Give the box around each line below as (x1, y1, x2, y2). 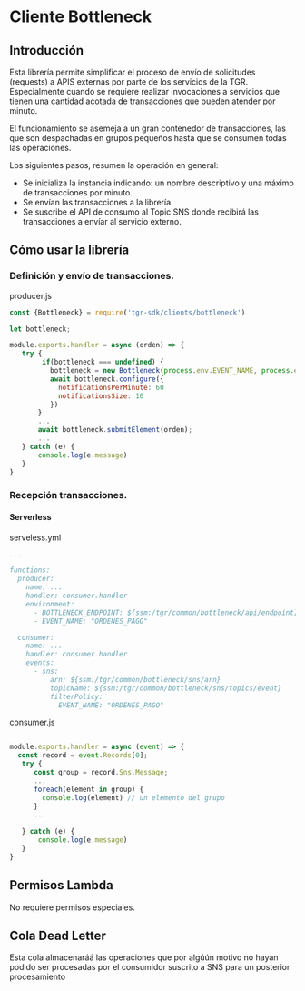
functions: (9, 566, 51, 575)
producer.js (9, 290, 53, 301)
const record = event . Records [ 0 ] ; (17, 751, 148, 760)
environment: (25, 599, 75, 608)
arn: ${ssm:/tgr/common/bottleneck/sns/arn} (49, 675, 221, 684)
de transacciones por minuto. (22, 187, 133, 197)
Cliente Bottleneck (9, 6, 152, 27)
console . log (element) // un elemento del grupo (42, 793, 225, 802)
